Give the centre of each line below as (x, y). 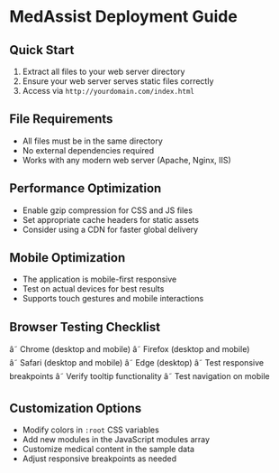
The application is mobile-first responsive (99, 279)
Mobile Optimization (67, 258)
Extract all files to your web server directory (103, 71)
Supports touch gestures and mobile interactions (113, 299)
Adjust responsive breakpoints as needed (99, 459)
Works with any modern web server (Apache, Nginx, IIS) (126, 160)
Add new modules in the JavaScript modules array (116, 440)
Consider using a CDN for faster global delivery (110, 229)
